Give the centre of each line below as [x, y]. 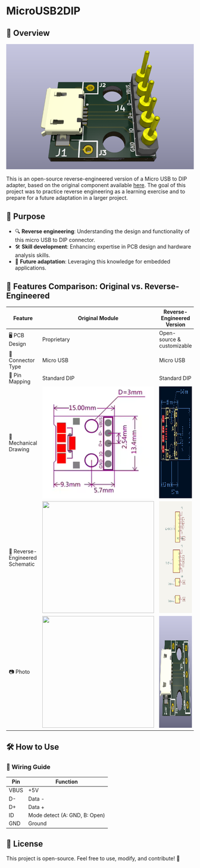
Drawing [19, 449]
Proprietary [56, 340]
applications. [30, 268]
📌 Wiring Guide [28, 767]
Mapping [20, 381]
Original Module [98, 318]
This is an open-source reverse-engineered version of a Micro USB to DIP [97, 179]
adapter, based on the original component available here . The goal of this [96, 185]
